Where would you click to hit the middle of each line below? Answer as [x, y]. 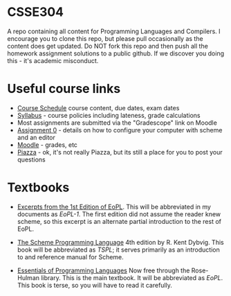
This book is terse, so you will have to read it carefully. [95, 285]
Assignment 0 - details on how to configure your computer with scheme [120, 130]
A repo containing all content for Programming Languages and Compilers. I [114, 31]
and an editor [36, 137]
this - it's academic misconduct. [53, 60]
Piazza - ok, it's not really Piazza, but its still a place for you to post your [120, 152]
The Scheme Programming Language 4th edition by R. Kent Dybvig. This [120, 242]
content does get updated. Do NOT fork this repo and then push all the [108, 46]
